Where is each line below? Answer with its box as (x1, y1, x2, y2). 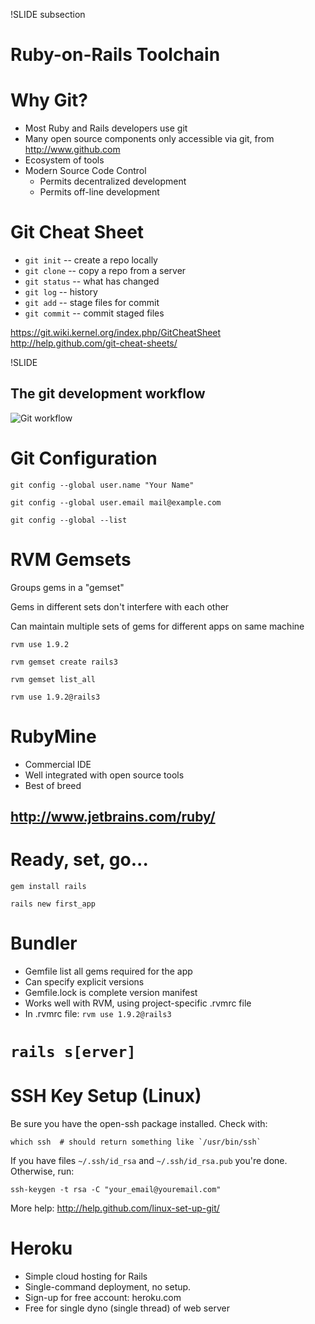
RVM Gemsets (10, 549, 132, 571)
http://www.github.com (24, 144, 121, 156)
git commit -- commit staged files (24, 307, 165, 319)
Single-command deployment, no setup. (24, 1281, 192, 1293)
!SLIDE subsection (10, 9, 86, 20)
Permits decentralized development (39, 175, 187, 188)
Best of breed (24, 779, 82, 791)
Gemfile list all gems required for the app (24, 965, 193, 977)
